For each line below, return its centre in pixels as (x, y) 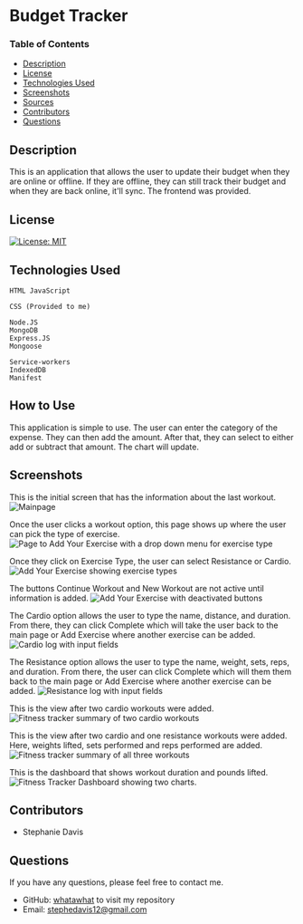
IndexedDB (28, 370)
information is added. (49, 598)
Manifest (26, 378)
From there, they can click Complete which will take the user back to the (144, 625)
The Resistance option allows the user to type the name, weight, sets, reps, (149, 661)
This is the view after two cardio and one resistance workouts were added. (148, 736)
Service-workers (40, 362)
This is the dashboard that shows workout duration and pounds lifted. (139, 772)
